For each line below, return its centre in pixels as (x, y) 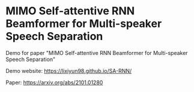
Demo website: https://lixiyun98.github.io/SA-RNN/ (69, 70)
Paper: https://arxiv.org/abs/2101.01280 (54, 82)
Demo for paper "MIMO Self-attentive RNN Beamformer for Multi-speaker (97, 53)
